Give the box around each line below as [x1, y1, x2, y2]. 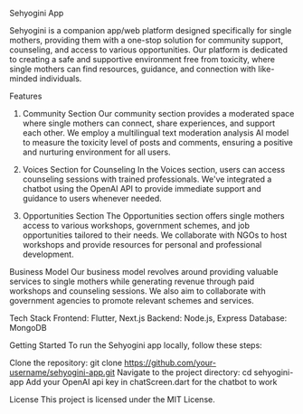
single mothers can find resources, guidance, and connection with [9, 63, 256, 74]
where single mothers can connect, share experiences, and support [22, 118, 276, 128]
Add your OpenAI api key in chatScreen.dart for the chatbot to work [25, 377, 278, 387]
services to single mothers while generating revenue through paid [9, 276, 255, 287]
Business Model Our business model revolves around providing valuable [9, 267, 279, 277]
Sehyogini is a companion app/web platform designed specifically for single [9, 25, 292, 35]
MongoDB [9, 323, 47, 333]
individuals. [39, 73, 82, 84]
